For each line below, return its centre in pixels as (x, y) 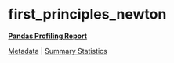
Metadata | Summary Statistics (58, 51)
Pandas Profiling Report (48, 36)
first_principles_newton (87, 14)
